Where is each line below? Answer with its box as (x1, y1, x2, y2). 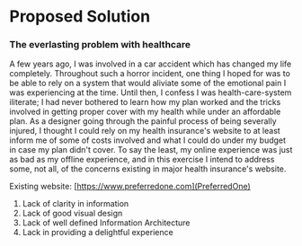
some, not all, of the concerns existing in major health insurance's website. (9, 163, 287, 174)
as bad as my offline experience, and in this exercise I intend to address (9, 154, 275, 165)
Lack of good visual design (22, 208, 123, 219)
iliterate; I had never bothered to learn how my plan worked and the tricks (9, 97, 281, 108)
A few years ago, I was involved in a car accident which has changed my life (9, 58, 292, 69)
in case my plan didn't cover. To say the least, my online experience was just (9, 145, 293, 155)
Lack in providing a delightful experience (22, 227, 173, 238)
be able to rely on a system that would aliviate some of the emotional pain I (9, 78, 287, 89)
